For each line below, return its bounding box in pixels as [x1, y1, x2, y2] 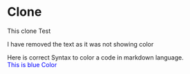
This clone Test [7, 27, 51, 35]
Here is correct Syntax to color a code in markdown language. [7, 53, 184, 62]
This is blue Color [7, 60, 57, 69]
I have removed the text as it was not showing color [7, 40, 154, 48]
